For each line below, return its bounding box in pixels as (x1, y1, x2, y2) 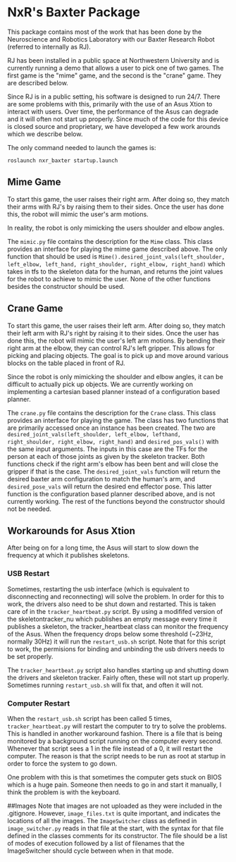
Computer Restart (7, 698, 70, 708)
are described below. (7, 78, 68, 87)
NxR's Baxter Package (7, 4, 141, 20)
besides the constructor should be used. (7, 282, 125, 290)
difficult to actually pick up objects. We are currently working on (7, 380, 194, 388)
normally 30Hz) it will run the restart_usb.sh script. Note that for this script (7, 637, 226, 646)
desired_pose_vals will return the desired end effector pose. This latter (7, 482, 213, 491)
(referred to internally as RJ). (7, 42, 92, 51)
